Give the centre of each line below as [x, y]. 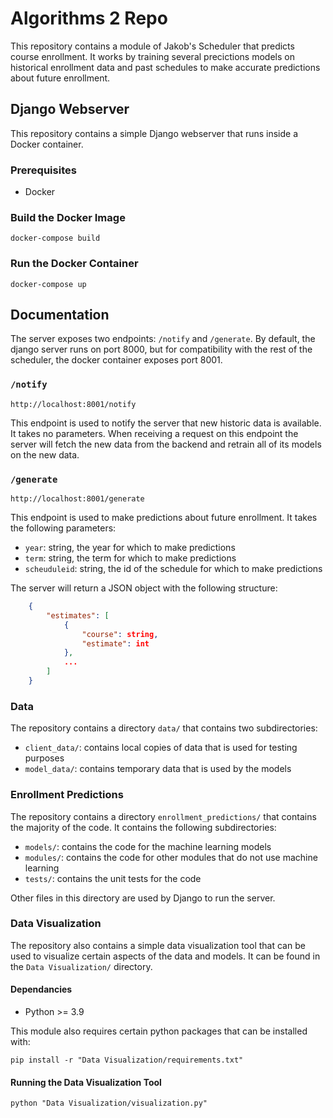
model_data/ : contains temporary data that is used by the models [158, 769]
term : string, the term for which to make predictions [130, 558]
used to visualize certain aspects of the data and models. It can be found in [165, 956]
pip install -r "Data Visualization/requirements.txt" [127, 1060]
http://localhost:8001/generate [77, 499]
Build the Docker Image [68, 217]
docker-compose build [55, 238]
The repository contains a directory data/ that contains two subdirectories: [164, 728]
